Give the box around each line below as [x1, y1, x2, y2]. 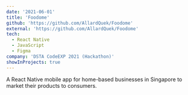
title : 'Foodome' [6, 14, 50, 20]
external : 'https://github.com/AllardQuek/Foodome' [6, 25, 139, 32]
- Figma [11, 48, 31, 54]
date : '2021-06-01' [6, 8, 55, 15]
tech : [6, 31, 20, 37]
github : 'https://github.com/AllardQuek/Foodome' [6, 20, 134, 26]
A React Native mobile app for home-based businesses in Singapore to [6, 76, 183, 83]
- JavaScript [11, 43, 45, 49]
